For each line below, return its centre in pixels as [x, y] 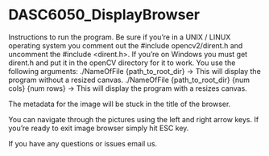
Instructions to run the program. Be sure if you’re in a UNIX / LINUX [120, 37]
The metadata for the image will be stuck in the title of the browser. [120, 104]
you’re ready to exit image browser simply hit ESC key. [99, 128]
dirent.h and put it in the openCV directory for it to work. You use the [122, 63]
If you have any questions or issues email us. [83, 143]
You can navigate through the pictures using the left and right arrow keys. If [134, 119]
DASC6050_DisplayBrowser [104, 15]
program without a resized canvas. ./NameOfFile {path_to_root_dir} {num [129, 80]
